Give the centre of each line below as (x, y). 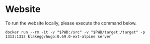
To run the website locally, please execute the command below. (71, 23)
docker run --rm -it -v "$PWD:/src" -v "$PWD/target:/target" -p (75, 32)
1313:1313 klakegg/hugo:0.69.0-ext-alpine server (58, 36)
